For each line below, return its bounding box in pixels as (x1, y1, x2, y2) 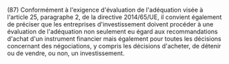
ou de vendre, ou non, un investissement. (7, 49, 125, 57)
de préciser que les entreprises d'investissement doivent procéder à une (7, 20, 214, 28)
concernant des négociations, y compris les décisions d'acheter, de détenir (7, 42, 221, 50)
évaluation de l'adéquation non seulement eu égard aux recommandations (7, 27, 219, 35)
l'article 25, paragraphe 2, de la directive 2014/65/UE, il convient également (7, 13, 222, 21)
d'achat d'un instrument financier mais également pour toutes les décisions (7, 35, 222, 43)
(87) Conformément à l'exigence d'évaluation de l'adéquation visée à (7, 6, 203, 14)
